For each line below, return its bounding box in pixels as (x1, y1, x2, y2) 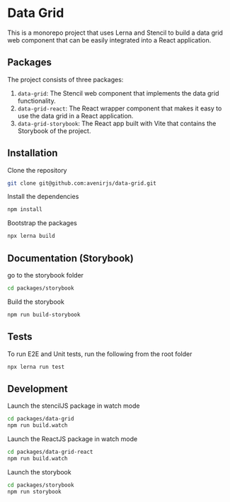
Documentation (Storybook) (7, 252, 134, 264)
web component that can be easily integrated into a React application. (7, 35, 212, 44)
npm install (7, 206, 42, 213)
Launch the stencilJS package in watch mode (7, 401, 140, 410)
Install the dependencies (7, 193, 79, 201)
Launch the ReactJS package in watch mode (7, 435, 138, 443)
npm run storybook (7, 488, 62, 495)
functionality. (17, 96, 56, 105)
